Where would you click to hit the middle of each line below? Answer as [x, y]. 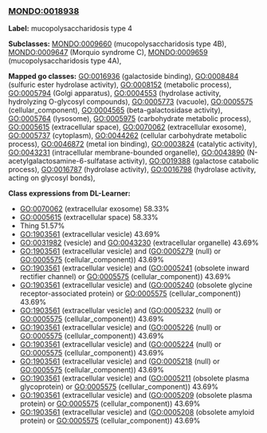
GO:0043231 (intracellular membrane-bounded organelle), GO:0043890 [127, 152]
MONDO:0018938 [44, 11]
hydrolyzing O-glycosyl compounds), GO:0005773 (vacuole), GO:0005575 [131, 102]
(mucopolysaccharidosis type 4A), [65, 61]
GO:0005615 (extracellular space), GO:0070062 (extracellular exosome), [128, 127]
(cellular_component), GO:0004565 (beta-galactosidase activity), [116, 110]
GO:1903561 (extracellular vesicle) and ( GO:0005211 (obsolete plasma [134, 378]
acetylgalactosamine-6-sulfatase [63, 161]
